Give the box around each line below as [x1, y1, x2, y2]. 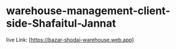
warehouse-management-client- [6, 4, 171, 18]
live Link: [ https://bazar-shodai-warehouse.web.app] [6, 36, 134, 43]
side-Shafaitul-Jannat [6, 17, 117, 30]
